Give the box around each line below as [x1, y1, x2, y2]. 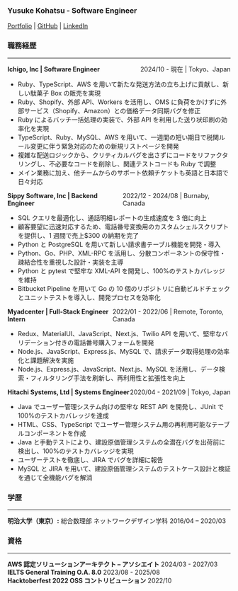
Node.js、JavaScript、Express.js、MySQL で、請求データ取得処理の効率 [17, 347, 230, 355]
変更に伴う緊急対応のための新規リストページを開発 [30, 142, 179, 150]
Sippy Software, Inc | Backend [7, 191, 98, 200]
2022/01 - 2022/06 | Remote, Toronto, [112, 307, 225, 316]
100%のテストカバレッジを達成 [17, 411, 109, 420]
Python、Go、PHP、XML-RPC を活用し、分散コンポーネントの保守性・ [17, 248, 226, 257]
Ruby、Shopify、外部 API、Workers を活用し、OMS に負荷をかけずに [17, 98, 221, 106]
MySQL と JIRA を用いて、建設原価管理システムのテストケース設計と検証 [17, 464, 231, 473]
